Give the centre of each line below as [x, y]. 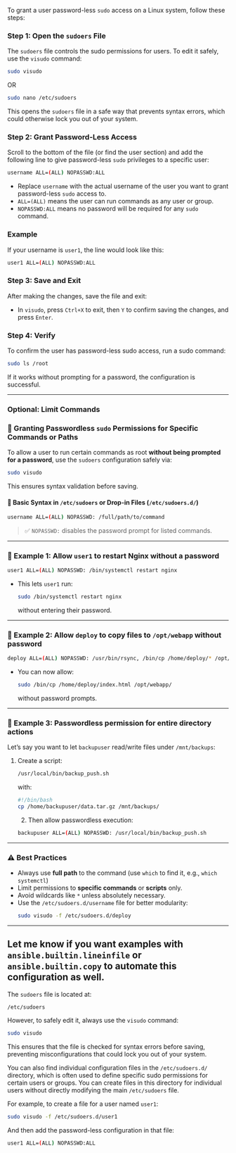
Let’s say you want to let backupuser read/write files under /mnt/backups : [111, 747]
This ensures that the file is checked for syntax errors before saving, [106, 1046]
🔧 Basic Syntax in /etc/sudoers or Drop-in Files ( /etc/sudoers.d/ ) [103, 502]
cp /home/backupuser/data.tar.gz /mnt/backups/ [88, 807]
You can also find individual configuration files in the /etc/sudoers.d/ [107, 1067]
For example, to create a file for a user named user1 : [83, 1104]
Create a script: [40, 761]
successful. [24, 384]
